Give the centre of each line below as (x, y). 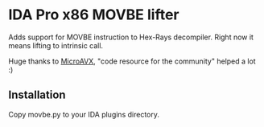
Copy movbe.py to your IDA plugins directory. (84, 114)
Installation (37, 95)
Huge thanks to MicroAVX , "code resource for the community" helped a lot (132, 61)
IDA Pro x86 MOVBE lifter (94, 15)
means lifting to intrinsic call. (56, 45)
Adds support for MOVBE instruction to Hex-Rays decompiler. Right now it (131, 37)
